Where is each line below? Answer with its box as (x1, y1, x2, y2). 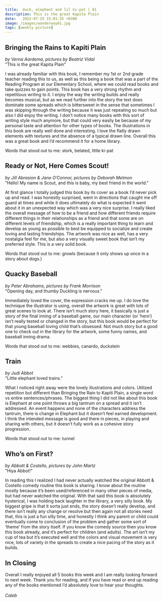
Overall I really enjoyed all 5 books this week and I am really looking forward (5, 572, 157, 578)
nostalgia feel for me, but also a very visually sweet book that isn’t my (5, 236, 145, 242)
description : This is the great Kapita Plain (5, 12, 99, 17)
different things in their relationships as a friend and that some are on (5, 215, 144, 221)
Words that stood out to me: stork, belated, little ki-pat (5, 147, 113, 154)
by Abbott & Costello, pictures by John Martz (5, 463, 96, 468)
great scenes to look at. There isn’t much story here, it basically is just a (5, 308, 149, 313)
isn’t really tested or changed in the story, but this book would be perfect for (5, 318, 158, 324)
